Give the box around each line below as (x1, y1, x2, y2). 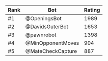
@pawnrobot (25, 31, 57, 38)
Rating (84, 7, 100, 13)
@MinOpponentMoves (25, 40, 79, 46)
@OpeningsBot (25, 15, 62, 22)
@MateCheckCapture (25, 48, 77, 54)
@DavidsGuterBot (25, 23, 69, 30)
